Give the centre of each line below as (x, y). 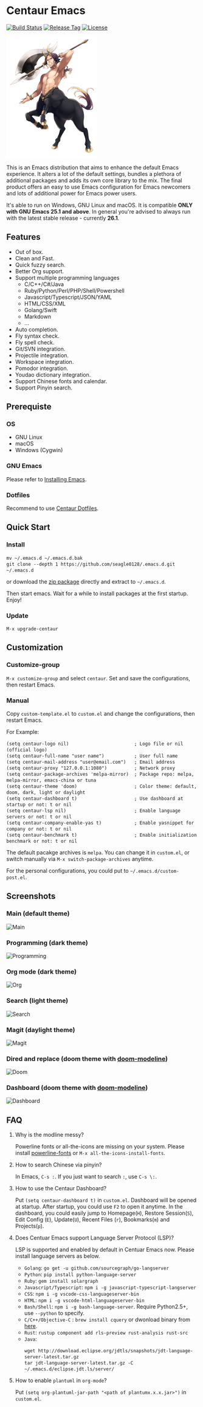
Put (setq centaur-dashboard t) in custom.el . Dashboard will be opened (106, 1200)
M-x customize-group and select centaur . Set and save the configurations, (98, 678)
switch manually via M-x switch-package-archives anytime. (80, 859)
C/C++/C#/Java (44, 284)
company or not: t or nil (39, 829)
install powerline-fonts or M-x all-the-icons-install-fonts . (90, 1153)
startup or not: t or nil (39, 805)
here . (31, 1326)
